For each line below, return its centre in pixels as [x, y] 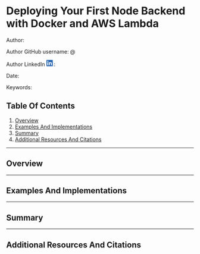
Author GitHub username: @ [41, 51]
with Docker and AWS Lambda [82, 23]
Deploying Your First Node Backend [96, 11]
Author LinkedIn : [31, 64]
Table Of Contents [41, 106]
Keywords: [19, 87]
